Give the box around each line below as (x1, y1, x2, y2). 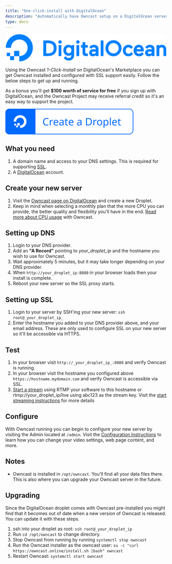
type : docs (5, 19, 29, 24)
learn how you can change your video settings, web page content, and (5, 437, 155, 443)
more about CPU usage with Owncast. (12, 213, 94, 220)
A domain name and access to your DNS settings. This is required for (12, 158, 159, 164)
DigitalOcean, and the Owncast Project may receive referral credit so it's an (5, 93, 165, 100)
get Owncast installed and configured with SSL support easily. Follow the (5, 72, 160, 79)
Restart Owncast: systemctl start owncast (12, 553, 103, 559)
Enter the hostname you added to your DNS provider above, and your (12, 320, 159, 326)
